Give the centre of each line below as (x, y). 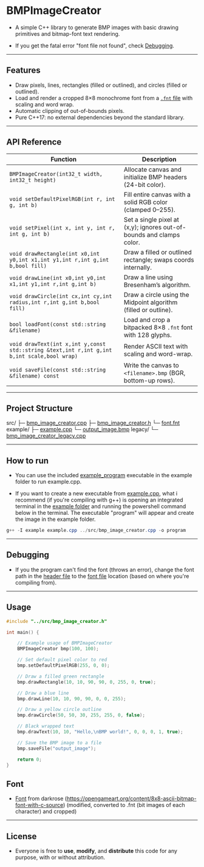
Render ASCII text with (156, 346)
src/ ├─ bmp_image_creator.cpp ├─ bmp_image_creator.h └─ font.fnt (93, 423)
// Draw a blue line (43, 693)
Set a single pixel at (151, 219)
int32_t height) (33, 180)
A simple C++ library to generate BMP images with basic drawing (97, 27)
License (22, 836)
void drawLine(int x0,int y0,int (58, 278)
